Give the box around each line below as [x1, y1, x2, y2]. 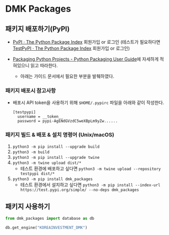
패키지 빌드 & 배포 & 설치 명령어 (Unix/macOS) [5, 131, 115, 139]
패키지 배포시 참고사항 [5, 87, 56, 94]
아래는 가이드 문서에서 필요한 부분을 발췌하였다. [20, 73, 115, 79]
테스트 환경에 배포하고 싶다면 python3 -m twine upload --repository [20, 165, 161, 172]
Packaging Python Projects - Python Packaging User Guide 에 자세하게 [12, 56, 159, 62]
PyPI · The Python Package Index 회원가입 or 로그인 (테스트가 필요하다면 [12, 39, 160, 45]
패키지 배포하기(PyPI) [5, 24, 70, 33]
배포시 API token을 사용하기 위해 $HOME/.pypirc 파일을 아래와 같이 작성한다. [12, 99, 164, 106]
